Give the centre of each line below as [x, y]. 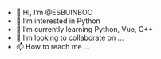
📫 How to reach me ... [53, 47]
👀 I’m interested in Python [58, 21]
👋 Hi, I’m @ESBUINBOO [54, 12]
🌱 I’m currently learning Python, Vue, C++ [84, 29]
